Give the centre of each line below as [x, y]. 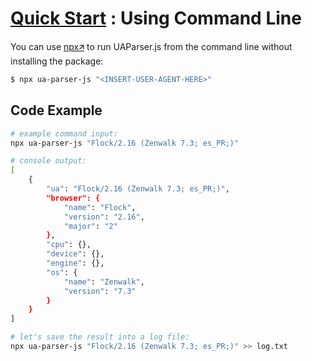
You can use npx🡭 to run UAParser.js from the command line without [151, 46]
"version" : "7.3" [100, 291]
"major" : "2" [90, 226]
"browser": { [73, 198]
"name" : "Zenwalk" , [104, 282]
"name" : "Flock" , [100, 207]
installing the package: [57, 61]
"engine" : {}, [75, 263]
